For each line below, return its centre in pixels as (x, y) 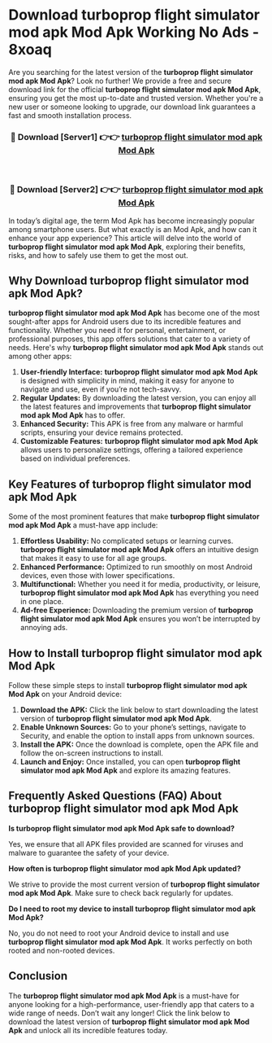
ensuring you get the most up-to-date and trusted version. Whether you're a (136, 98)
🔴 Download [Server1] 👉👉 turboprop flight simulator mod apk (136, 137)
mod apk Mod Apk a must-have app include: (83, 525)
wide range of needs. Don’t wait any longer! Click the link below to (119, 1013)
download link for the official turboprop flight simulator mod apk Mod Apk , (135, 89)
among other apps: (40, 357)
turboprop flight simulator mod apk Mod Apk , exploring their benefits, (127, 247)
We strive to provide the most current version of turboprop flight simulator (134, 884)
